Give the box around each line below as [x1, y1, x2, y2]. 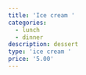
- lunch [15, 26, 41, 34]
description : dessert [8, 41, 79, 48]
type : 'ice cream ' [8, 48, 72, 55]
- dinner [15, 33, 44, 41]
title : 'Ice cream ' [8, 11, 76, 20]
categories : [8, 19, 47, 27]
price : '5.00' [8, 55, 55, 63]
